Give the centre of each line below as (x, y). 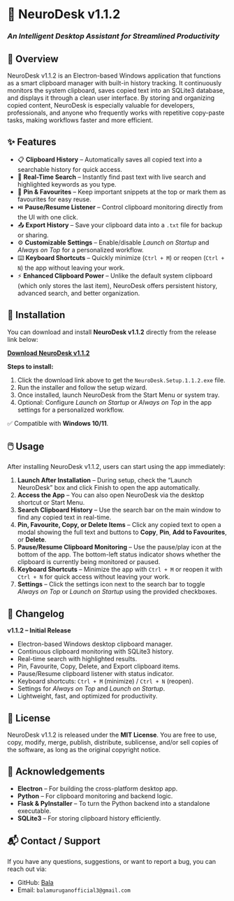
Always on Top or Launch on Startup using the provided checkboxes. (117, 592)
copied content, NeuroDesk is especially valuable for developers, (101, 105)
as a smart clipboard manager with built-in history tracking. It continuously (115, 82)
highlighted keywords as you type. (67, 184)
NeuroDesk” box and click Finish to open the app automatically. (109, 488)
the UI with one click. (47, 217)
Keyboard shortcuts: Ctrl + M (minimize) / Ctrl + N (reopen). (105, 682)
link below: (23, 339)
